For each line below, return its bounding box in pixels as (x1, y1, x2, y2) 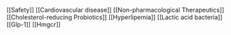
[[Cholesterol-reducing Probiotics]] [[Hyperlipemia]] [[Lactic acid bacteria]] (6, 13, 223, 21)
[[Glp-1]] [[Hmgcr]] (6, 21, 61, 28)
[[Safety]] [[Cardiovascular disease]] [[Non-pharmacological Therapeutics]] (6, 6, 224, 14)
